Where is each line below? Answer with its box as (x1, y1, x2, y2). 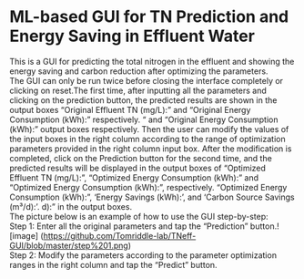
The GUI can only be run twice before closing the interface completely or (9, 75, 284, 86)
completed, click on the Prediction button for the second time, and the (9, 152, 273, 163)
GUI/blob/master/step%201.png (9, 240, 129, 251)
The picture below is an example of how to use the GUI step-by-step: (9, 211, 269, 222)
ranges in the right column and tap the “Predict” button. (9, 259, 218, 270)
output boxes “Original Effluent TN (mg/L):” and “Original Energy (9, 104, 251, 115)
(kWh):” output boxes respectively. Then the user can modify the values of (9, 123, 289, 134)
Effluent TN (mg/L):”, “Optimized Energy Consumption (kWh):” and (9, 171, 259, 183)
